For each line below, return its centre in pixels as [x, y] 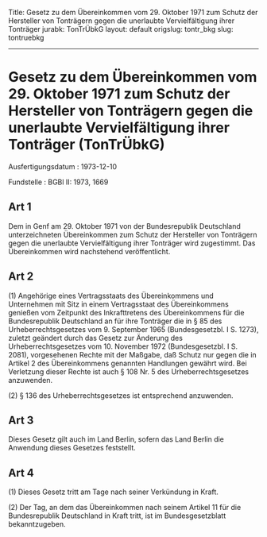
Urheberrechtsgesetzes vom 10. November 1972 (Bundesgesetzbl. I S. [123, 346]
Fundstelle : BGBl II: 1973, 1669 [58, 182]
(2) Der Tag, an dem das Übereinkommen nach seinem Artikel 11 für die [125, 508]
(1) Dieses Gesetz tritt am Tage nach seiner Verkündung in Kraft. [113, 492]
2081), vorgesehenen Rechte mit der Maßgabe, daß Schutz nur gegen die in [132, 354]
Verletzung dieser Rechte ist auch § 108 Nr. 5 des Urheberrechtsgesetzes [128, 371]
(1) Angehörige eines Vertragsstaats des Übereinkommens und [111, 296]
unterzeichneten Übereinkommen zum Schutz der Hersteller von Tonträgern [133, 234]
